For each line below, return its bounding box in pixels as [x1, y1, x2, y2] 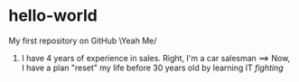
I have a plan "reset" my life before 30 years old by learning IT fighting [21, 62, 284, 73]
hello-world [8, 5, 98, 26]
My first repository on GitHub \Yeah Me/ [8, 35, 157, 46]
